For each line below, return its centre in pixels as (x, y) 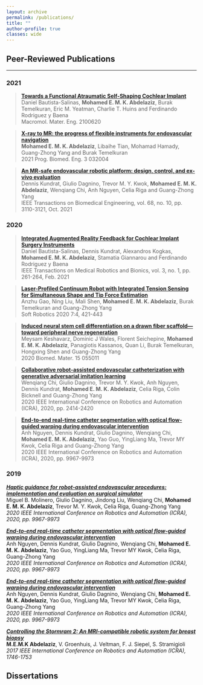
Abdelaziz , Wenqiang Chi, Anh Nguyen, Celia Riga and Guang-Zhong (108, 190)
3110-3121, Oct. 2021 (47, 210)
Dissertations (32, 676)
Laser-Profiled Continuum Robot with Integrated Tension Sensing (105, 288)
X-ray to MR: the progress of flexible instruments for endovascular (106, 133)
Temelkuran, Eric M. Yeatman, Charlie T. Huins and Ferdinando (99, 109)
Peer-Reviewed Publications (61, 59)
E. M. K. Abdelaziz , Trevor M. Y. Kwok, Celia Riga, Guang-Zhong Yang (94, 506)
